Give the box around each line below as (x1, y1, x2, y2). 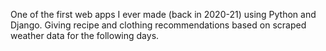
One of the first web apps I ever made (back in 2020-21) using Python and (10, 9, 317, 20)
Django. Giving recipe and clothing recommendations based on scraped (10, 19, 307, 31)
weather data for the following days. (10, 30, 160, 41)
